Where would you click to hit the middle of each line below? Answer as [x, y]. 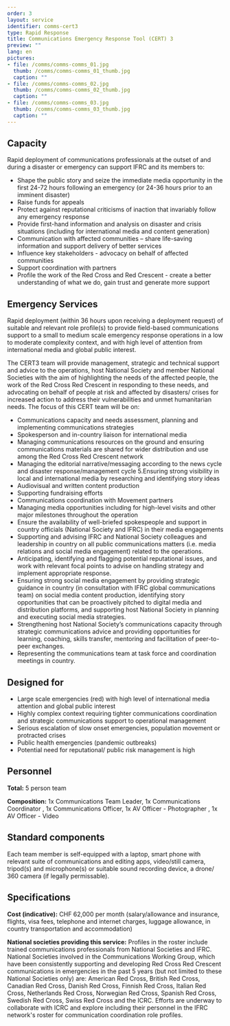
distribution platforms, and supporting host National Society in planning [118, 610]
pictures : [21, 58]
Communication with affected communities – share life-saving [104, 239]
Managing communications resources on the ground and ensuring [111, 442]
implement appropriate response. [64, 573]
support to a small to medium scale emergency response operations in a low [115, 335]
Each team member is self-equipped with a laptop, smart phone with [104, 854]
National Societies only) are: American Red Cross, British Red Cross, [104, 978]
